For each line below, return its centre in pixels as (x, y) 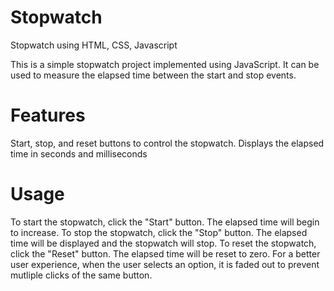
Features (48, 115)
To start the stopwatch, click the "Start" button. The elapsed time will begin (165, 222)
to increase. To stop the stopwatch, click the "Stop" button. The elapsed (159, 232)
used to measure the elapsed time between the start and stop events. (153, 75)
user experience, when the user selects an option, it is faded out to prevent (165, 264)
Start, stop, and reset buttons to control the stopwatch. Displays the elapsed (167, 143)
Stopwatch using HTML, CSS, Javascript (94, 45)
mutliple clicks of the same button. (81, 275)
